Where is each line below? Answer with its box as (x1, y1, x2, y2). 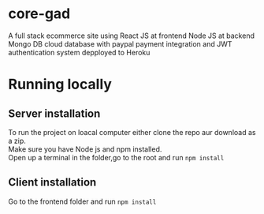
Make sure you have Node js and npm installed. (8, 144, 162, 154)
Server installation (8, 107, 101, 120)
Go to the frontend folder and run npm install (8, 197, 157, 206)
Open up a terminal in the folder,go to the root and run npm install (8, 152, 225, 162)
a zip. (8, 136, 26, 145)
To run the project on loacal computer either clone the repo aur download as (8, 127, 256, 137)
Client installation (8, 175, 97, 190)
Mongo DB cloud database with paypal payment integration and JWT (8, 39, 232, 48)
